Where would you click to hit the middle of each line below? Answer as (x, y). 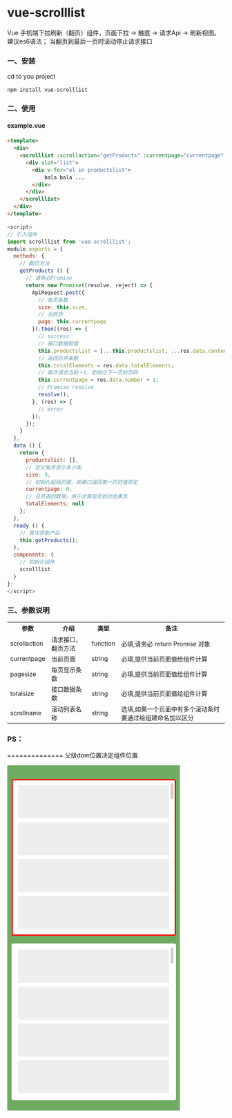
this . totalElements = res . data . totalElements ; (106, 365)
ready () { (29, 526)
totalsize (22, 693)
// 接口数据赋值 (58, 343)
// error (50, 409)
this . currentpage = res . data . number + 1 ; (98, 380)
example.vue (27, 125)
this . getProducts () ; (49, 540)
